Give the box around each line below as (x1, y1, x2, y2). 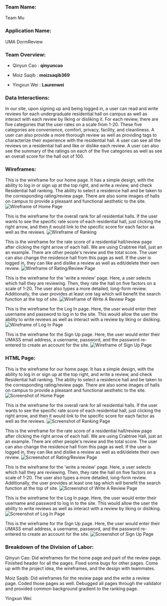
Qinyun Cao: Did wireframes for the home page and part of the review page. (5, 555, 162, 561)
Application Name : (5, 27, 51, 34)
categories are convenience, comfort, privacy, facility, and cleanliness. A (5, 127, 155, 133)
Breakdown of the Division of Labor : (5, 543, 94, 550)
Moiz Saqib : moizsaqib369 (12, 72, 70, 78)
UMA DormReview (5, 38, 43, 44)
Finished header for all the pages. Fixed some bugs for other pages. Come (5, 560, 158, 566)
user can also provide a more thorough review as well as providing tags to (5, 132, 157, 138)
